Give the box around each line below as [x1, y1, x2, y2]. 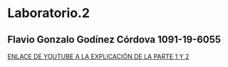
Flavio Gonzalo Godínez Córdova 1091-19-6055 [7, 33, 222, 46]
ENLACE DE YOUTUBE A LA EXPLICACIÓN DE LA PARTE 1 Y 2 [7, 52, 190, 61]
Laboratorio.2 [7, 5, 90, 21]
